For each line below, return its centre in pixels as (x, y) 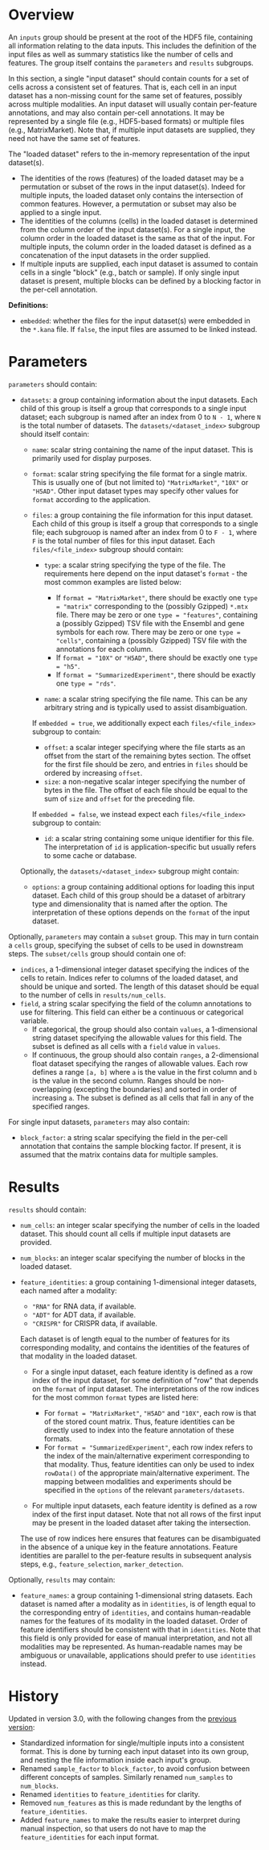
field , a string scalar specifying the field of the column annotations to (136, 1003)
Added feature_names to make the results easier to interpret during (130, 1819)
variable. (35, 1020)
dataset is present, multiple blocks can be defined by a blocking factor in (140, 280)
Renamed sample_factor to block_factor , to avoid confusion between (135, 1768)
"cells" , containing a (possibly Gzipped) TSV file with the (151, 640)
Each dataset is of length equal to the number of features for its (125, 1338)
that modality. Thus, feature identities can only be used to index (149, 1464)
